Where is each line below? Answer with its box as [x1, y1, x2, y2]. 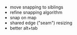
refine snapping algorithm [9, 9, 63, 15]
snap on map [9, 15, 37, 20]
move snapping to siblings [9, 4, 63, 10]
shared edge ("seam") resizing [9, 20, 73, 26]
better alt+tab [9, 25, 38, 31]
